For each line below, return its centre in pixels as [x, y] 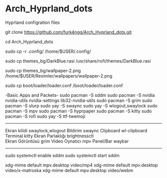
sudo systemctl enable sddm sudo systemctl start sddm [62, 155]
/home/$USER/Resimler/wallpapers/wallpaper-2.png [59, 76]
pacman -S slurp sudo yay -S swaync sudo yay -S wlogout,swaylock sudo [81, 105]
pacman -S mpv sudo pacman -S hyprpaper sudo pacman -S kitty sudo [79, 111]
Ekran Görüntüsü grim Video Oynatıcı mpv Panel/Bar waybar [67, 141]
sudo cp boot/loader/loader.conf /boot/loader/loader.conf [64, 86]
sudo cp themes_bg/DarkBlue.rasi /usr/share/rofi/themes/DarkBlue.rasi [78, 61]
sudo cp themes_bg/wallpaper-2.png [43, 71]
